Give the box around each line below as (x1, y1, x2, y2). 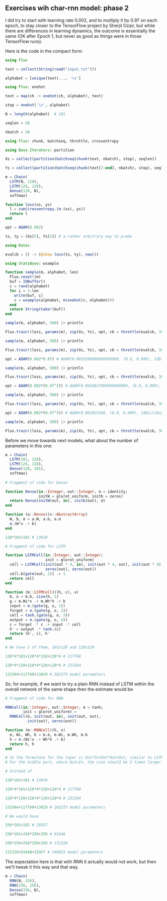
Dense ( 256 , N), (9, 888, 41, 893)
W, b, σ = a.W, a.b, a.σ (9, 516, 61, 522)
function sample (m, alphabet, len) (5, 270, 79, 275)
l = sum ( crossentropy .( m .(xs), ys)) (9, 207, 85, 212)
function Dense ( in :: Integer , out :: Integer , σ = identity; (5, 489, 128, 494)
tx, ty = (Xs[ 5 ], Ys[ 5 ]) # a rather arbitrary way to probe (5, 234, 133, 239)
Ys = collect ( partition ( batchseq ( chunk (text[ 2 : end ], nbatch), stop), (5, 165, 153, 171)
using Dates (5, 243, 30, 248)
